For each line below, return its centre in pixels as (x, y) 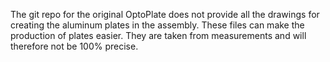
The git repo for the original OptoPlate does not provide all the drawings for (165, 14)
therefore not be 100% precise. (74, 46)
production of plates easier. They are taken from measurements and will (158, 35)
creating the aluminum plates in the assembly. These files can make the (157, 25)
